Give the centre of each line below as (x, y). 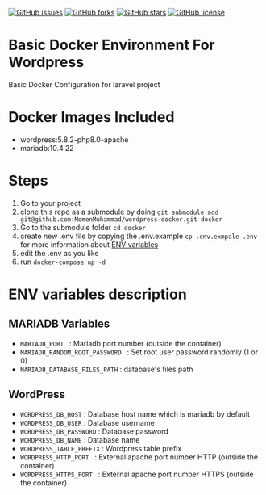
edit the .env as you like (59, 253)
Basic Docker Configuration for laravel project (84, 84)
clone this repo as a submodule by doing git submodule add (119, 212)
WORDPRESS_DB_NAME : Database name (80, 439)
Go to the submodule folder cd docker (83, 227)
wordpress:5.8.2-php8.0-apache (74, 139)
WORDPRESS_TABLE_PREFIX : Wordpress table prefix (101, 448)
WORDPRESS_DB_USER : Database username (87, 422)
